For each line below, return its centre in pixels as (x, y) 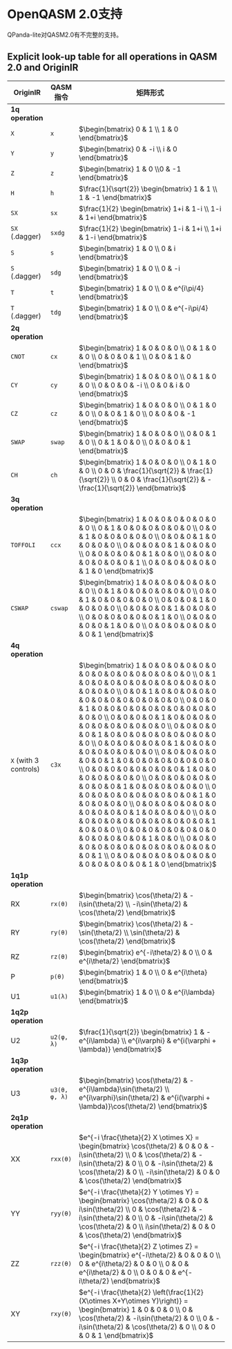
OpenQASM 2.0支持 (65, 14)
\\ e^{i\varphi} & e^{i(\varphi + (169, 1040)
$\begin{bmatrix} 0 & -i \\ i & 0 (128, 149)
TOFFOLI (23, 545)
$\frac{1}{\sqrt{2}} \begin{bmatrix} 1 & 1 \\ (148, 189)
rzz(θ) (61, 1264)
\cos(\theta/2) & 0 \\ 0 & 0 (174, 1327)
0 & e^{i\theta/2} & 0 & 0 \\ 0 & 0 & (134, 1263)
